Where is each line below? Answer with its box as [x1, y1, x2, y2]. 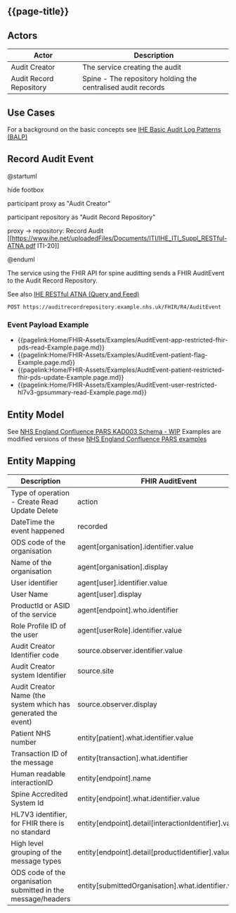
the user [11, 630, 39, 640]
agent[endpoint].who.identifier [77, 605, 178, 615]
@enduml [7, 255, 35, 263]
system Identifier [11, 670, 67, 680]
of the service [11, 609, 57, 619]
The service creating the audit [82, 63, 181, 73]
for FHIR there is [11, 818, 65, 828]
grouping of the [11, 847, 62, 857]
